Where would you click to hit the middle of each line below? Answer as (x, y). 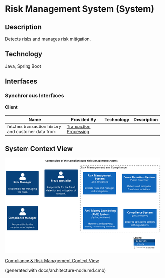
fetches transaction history (34, 126)
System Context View (39, 148)
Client (12, 107)
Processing (78, 132)
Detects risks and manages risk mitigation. (48, 39)
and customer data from (32, 132)
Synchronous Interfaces (35, 96)
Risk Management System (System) (80, 9)
